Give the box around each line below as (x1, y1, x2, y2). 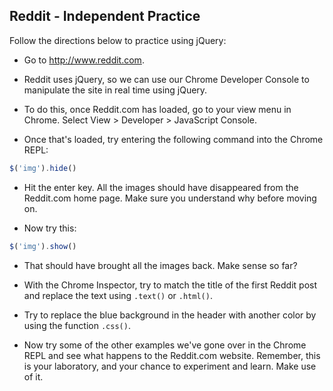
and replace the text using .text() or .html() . (23, 289, 213, 301)
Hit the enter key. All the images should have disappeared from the (23, 181, 299, 193)
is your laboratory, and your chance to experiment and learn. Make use (23, 360, 317, 372)
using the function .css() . (23, 319, 131, 331)
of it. (23, 370, 44, 383)
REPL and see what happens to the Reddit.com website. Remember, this (23, 349, 321, 361)
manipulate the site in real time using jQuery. (23, 84, 208, 96)
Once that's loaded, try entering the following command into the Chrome (23, 133, 324, 145)
